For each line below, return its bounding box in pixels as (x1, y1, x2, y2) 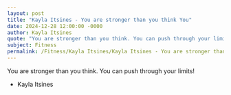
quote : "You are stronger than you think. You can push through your (7, 36, 211, 42)
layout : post (7, 10, 45, 17)
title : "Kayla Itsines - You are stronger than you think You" (7, 16, 192, 23)
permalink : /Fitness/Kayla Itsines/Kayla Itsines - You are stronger (7, 49, 211, 55)
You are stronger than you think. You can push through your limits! (7, 66, 195, 75)
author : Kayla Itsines (7, 29, 72, 36)
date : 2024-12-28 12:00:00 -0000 (7, 23, 103, 29)
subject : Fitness (7, 42, 57, 49)
